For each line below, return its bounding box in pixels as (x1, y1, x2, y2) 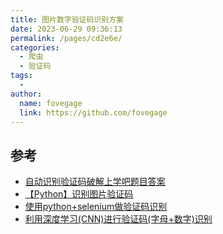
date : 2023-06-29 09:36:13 (10, 24, 123, 34)
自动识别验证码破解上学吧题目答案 (24, 176, 166, 188)
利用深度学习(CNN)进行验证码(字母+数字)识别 (24, 213, 213, 225)
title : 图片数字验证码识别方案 (10, 14, 124, 25)
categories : (10, 42, 60, 53)
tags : (10, 71, 33, 81)
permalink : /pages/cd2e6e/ (10, 33, 123, 43)
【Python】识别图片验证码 (24, 188, 134, 200)
